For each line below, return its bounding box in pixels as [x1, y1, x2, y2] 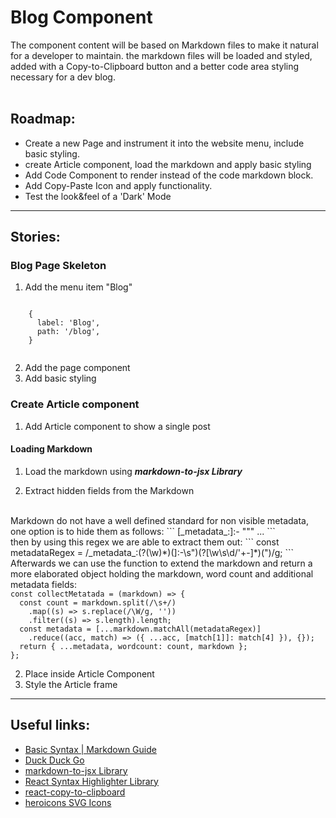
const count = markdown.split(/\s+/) [19, 597, 177, 608]
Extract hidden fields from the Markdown [24, 484, 195, 496]
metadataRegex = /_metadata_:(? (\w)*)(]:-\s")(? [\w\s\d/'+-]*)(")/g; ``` [10, 546, 295, 558]
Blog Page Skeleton [10, 259, 107, 273]
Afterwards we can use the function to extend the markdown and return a [10, 557, 313, 569]
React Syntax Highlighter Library [24, 775, 159, 787]
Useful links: [10, 717, 91, 734]
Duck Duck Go [24, 754, 85, 766]
